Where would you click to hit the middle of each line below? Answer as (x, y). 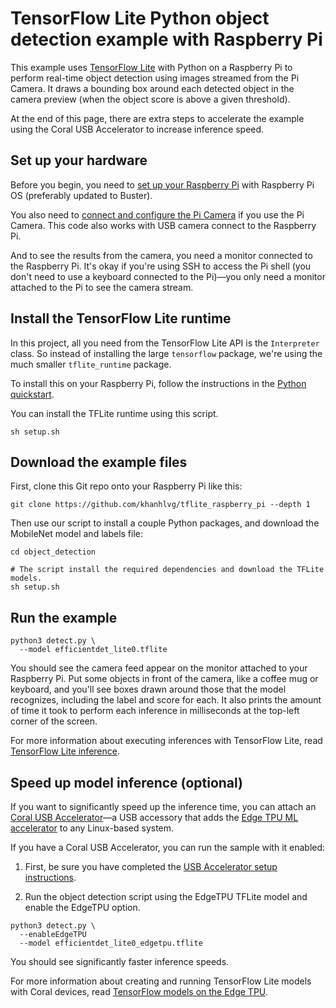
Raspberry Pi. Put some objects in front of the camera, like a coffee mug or (164, 679)
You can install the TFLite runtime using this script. (114, 413)
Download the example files (99, 462)
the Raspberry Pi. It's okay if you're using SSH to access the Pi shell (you (161, 266)
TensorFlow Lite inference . (65, 751)
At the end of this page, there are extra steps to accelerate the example (157, 118)
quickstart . (32, 394)
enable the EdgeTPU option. (82, 907)
